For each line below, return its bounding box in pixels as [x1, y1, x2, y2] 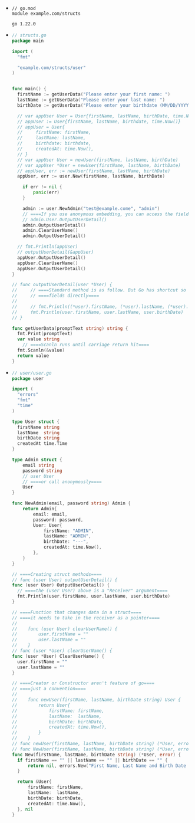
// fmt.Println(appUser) [17, 244, 78, 250]
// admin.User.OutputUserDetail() [22, 217, 107, 222]
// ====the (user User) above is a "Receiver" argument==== [17, 588, 168, 594]
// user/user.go [11, 370, 52, 376]
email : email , [33, 511, 68, 517]
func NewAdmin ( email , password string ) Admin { [11, 500, 131, 506]
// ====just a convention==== [11, 686, 87, 692]
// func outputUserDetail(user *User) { [11, 282, 113, 288]
